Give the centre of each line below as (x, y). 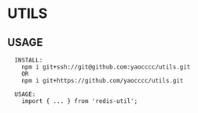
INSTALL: (29, 60)
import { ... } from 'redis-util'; (80, 101)
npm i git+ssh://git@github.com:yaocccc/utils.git (106, 67)
